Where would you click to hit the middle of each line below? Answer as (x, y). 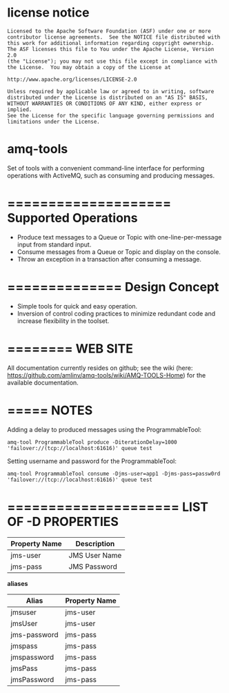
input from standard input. (54, 244)
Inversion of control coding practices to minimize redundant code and (116, 313)
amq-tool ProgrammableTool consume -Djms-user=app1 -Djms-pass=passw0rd (114, 474)
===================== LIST (108, 507)
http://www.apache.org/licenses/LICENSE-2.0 (72, 79)
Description (95, 543)
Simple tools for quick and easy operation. (77, 306)
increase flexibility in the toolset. (63, 321)
